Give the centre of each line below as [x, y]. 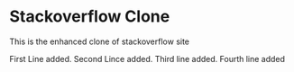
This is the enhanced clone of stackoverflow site [100, 41]
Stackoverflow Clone [90, 17]
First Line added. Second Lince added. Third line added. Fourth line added [147, 58]
